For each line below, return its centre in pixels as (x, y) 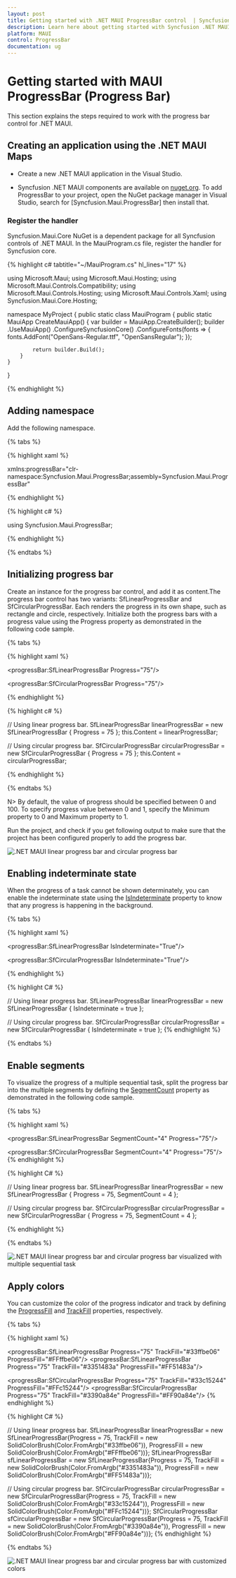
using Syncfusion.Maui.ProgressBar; (60, 525)
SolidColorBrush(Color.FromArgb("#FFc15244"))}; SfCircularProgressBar (112, 1511)
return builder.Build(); (69, 350)
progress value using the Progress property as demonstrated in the (105, 621)
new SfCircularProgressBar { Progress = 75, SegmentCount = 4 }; (102, 1216)
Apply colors (36, 1286)
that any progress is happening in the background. (80, 905)
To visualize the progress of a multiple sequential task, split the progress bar (118, 1082)
